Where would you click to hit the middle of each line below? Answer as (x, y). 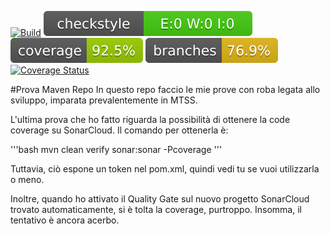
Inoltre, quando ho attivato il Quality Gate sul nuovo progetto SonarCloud (160, 199)
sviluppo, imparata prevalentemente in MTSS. (104, 100)
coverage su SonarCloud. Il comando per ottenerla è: (119, 130)
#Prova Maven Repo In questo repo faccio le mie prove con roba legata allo (165, 89)
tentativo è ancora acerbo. (65, 220)
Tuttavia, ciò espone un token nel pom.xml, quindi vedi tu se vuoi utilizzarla (165, 169)
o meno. (27, 179)
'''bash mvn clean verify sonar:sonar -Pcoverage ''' (116, 149)
